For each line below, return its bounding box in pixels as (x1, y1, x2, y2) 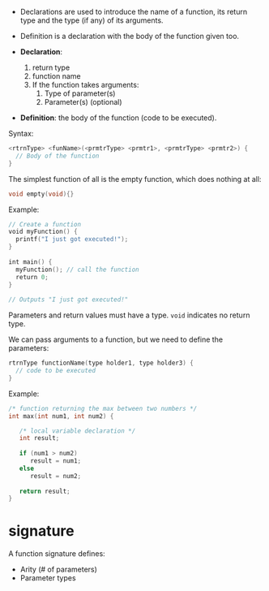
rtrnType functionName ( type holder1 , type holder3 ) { (8, 359, 194, 368)
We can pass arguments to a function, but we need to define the (8, 334, 224, 344)
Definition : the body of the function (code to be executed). (19, 113, 217, 123)
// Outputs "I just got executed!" (8, 295, 129, 304)
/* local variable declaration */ (19, 426, 136, 435)
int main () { (8, 257, 53, 266)
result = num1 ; (29, 457, 82, 465)
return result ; (19, 487, 70, 495)
